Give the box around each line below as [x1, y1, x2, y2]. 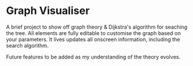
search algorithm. [6, 42, 49, 49]
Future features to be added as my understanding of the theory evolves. [6, 53, 181, 60]
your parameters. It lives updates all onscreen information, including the [6, 36, 181, 43]
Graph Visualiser [6, 4, 90, 18]
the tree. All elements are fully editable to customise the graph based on [6, 29, 181, 36]
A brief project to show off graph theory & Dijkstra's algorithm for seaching [6, 23, 188, 30]
